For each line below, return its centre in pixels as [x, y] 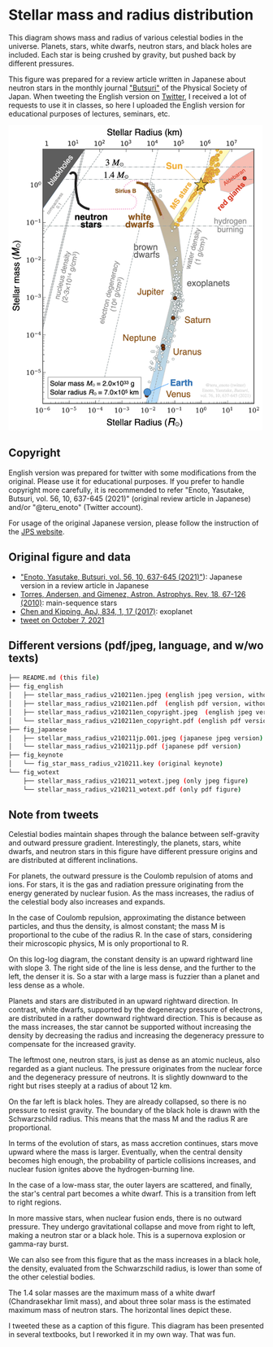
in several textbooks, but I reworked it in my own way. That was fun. [122, 1335]
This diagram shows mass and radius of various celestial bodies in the [126, 37]
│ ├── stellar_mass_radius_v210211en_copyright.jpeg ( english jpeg [130, 712]
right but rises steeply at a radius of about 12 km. [90, 1086]
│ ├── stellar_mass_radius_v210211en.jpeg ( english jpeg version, [127, 695]
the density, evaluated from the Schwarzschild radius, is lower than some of [135, 1269]
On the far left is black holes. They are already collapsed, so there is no [128, 1102]
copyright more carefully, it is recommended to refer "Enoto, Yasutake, [127, 490]
